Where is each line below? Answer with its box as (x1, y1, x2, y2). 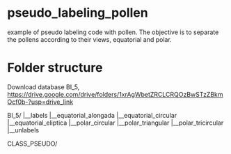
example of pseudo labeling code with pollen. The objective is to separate (7, 28, 219, 36)
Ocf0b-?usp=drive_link (7, 98, 74, 106)
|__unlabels (7, 125, 40, 134)
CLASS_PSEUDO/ (7, 139, 58, 148)
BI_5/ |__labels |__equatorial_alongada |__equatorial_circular (7, 111, 177, 119)
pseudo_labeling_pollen (7, 5, 148, 21)
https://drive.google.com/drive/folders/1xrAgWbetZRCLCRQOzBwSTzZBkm (7, 90, 224, 98)
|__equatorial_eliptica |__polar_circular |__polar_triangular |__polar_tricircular (7, 118, 224, 127)
